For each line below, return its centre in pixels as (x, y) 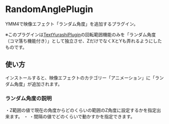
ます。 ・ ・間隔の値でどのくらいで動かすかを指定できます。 (72, 116)
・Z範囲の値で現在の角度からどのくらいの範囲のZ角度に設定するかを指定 (81, 110)
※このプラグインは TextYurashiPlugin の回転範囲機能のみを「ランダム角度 (81, 34)
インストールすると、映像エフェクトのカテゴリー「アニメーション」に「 (80, 78)
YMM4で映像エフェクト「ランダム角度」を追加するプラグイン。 (72, 24)
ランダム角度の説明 (29, 98)
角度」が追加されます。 (38, 84)
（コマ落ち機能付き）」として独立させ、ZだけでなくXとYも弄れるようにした (84, 41)
